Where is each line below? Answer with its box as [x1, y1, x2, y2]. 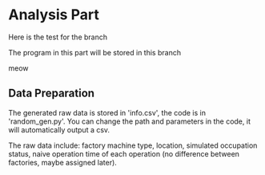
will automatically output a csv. [8, 124, 110, 134]
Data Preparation [8, 87, 94, 100]
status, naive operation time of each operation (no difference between [8, 149, 240, 158]
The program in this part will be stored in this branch [8, 47, 182, 57]
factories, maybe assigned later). [8, 157, 118, 167]
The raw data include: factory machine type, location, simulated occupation [8, 140, 258, 150]
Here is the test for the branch [8, 32, 108, 42]
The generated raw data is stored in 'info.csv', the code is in [8, 108, 207, 117]
